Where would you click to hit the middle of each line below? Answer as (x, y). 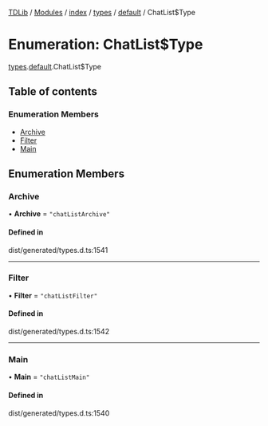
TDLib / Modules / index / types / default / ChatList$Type (102, 12)
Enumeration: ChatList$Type (106, 45)
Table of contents (53, 92)
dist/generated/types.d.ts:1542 (59, 332)
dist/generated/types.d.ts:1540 (59, 413)
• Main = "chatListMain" (49, 377)
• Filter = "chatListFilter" (53, 295)
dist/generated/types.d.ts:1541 (58, 250)
